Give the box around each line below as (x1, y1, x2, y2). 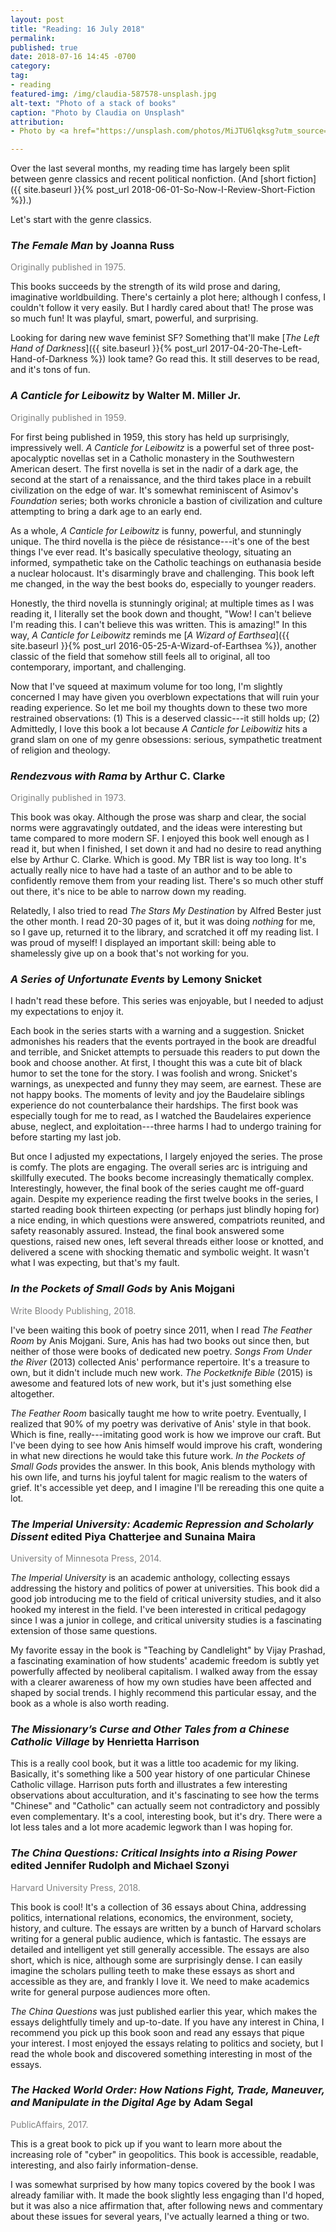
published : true (10, 42, 78, 53)
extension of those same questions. (10, 1624, 158, 1636)
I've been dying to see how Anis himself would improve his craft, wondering (10, 1439, 323, 1451)
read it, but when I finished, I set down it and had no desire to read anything (10, 843, 322, 855)
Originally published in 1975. (10, 261, 127, 273)
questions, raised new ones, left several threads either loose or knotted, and (10, 1236, 324, 1248)
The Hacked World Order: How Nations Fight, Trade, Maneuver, (10, 2083, 325, 2097)
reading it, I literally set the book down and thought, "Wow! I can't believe (10, 607, 312, 620)
